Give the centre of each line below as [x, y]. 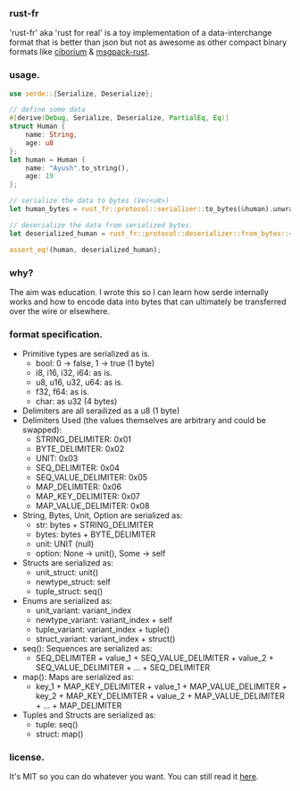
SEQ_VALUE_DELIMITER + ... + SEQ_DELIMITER [123, 668]
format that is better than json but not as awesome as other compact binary [148, 42]
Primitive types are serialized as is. [86, 354]
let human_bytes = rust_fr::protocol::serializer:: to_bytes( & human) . [142, 209]
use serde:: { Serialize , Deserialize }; [81, 94]
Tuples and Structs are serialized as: [89, 715]
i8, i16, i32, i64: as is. [74, 373]
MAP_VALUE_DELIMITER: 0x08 [92, 506]
